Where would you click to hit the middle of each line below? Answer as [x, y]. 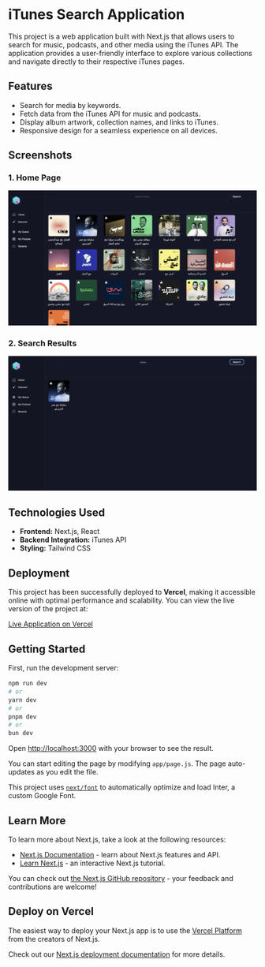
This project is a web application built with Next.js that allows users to [121, 36]
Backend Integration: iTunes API [73, 540]
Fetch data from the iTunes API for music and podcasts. [110, 114]
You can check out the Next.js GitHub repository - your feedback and [121, 878]
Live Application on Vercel [50, 624]
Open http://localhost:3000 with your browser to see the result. [111, 749]
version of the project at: [48, 609]
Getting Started [47, 649]
